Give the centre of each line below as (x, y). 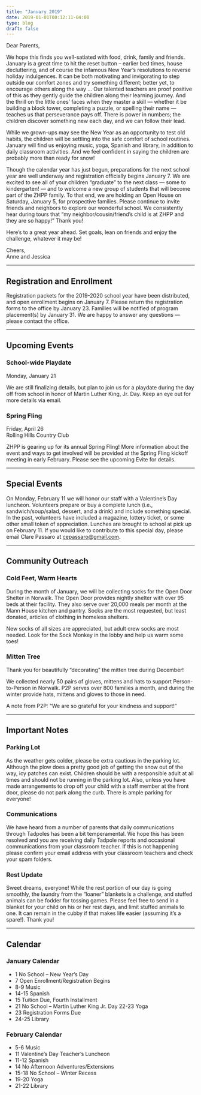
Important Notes (37, 730)
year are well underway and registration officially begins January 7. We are (98, 176)
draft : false (22, 28)
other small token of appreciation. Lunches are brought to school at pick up (99, 524)
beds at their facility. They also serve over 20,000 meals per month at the (97, 604)
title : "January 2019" (34, 12)
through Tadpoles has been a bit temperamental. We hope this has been (95, 833)
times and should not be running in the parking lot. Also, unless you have (96, 779)
